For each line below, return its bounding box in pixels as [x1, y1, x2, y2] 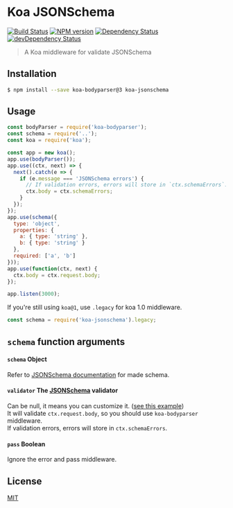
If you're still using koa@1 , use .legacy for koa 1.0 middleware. [7, 303, 182, 312]
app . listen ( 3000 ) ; [7, 290, 60, 298]
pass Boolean [7, 439, 46, 448]
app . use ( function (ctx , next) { [7, 265, 98, 272]
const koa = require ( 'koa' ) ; [7, 137, 92, 144]
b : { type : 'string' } [19, 240, 85, 247]
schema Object [7, 355, 47, 364]
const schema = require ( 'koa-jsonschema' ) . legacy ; [7, 317, 157, 324]
